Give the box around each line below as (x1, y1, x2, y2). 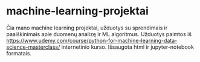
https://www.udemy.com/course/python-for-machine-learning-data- (6, 37, 178, 44)
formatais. (6, 49, 32, 57)
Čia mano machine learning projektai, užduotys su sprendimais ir (6, 24, 168, 31)
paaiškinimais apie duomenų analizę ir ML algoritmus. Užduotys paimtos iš (6, 30, 192, 37)
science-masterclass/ (6, 43, 60, 51)
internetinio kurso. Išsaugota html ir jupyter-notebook (61, 43, 195, 51)
